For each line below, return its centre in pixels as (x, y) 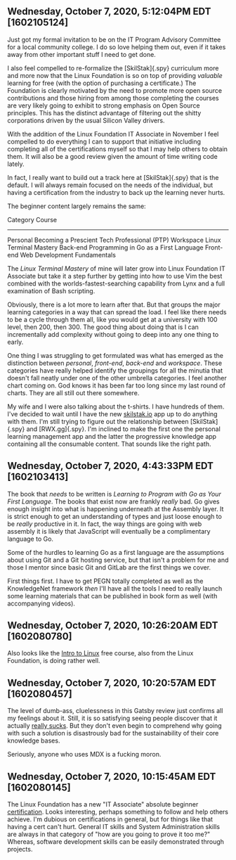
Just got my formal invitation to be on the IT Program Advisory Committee (114, 39)
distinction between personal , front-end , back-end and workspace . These (115, 363)
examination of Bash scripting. (51, 290)
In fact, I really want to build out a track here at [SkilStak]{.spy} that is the (113, 177)
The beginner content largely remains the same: (77, 206)
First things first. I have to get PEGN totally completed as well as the (105, 581)
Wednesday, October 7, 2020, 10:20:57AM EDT (112, 682)
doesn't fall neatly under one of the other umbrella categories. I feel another (117, 378)
